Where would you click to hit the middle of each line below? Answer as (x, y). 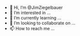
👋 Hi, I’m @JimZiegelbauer (36, 8)
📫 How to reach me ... (32, 28)
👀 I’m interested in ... (30, 13)
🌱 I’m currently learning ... (35, 18)
